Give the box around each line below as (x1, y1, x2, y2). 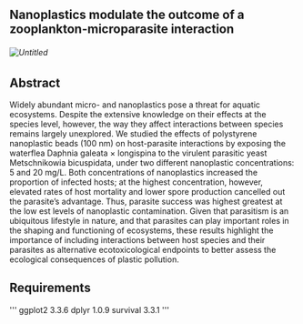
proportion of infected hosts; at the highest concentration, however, (9, 177, 264, 187)
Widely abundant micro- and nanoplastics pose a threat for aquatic (9, 99, 261, 110)
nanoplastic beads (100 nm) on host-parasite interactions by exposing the (9, 138, 287, 149)
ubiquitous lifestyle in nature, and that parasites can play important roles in (9, 216, 289, 227)
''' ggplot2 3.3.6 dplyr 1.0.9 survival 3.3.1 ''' (9, 304, 170, 315)
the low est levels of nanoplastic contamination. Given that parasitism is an (9, 206, 289, 217)
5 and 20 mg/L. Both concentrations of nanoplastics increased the (9, 167, 258, 178)
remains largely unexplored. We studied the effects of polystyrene (9, 128, 258, 139)
